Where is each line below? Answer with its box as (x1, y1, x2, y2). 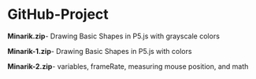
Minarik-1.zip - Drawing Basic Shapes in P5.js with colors (7, 46, 192, 56)
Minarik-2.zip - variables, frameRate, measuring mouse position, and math (7, 61, 249, 71)
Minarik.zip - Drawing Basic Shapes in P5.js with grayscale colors (7, 31, 220, 41)
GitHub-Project (7, 5, 109, 23)
